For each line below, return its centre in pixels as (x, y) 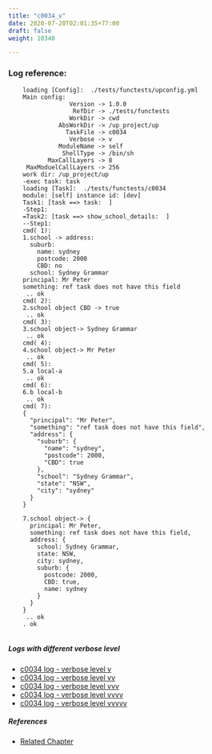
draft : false (30, 31)
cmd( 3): (37, 322)
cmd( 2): (37, 301)
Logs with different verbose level (64, 649)
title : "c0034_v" (37, 16)
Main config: (44, 97)
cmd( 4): (37, 343)
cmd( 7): (37, 406)
